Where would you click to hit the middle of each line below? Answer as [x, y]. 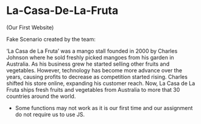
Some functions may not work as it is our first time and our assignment [104, 108]
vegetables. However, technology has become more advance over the [94, 70]
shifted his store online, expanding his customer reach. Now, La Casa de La [101, 83]
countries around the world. [41, 96]
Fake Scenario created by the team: [51, 39]
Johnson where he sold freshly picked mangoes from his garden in [90, 57]
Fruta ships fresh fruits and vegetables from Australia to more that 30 [93, 89]
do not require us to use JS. [50, 114]
